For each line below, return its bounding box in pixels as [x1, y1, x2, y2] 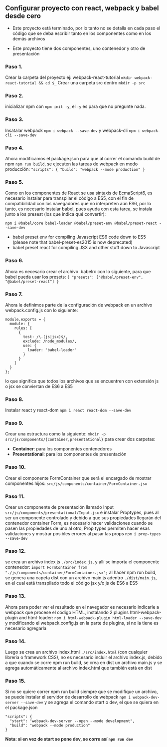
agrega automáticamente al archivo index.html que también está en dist [5, 665, 152, 671]
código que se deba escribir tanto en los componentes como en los [12, 30, 152, 36]
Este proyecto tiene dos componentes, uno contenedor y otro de [12, 45, 146, 51]
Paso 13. [5, 593, 26, 600]
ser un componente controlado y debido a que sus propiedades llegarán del [5, 515, 161, 521]
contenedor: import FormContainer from [5, 564, 87, 570]
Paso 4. [5, 144, 24, 151]
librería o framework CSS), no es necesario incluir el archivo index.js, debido [5, 654, 163, 660]
